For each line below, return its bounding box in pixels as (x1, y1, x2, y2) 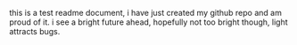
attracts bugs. (9, 26, 61, 36)
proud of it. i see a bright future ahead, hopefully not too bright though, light (9, 17, 288, 27)
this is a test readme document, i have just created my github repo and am (9, 8, 283, 18)
